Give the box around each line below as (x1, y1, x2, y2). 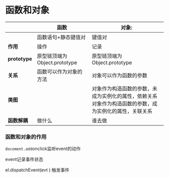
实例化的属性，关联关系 (97, 107, 152, 114)
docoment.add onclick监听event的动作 (5, 146, 81, 152)
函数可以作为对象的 (37, 68, 83, 75)
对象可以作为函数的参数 (92, 72, 147, 79)
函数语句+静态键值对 (37, 34, 86, 41)
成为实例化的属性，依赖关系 (92, 92, 157, 99)
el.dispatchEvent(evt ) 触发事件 (5, 167, 69, 173)
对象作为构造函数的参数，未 (92, 85, 157, 92)
